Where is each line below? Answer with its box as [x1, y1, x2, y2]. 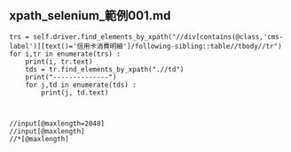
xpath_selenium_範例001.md [9, 8, 171, 24]
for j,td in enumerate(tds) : [25, 80, 138, 89]
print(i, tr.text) [25, 57, 93, 66]
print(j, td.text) [41, 87, 109, 97]
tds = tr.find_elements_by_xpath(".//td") [25, 65, 185, 73]
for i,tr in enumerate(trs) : [9, 49, 122, 58]
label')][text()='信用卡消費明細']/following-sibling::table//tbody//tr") [9, 42, 282, 50]
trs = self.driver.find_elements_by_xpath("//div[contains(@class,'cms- [9, 32, 284, 42]
